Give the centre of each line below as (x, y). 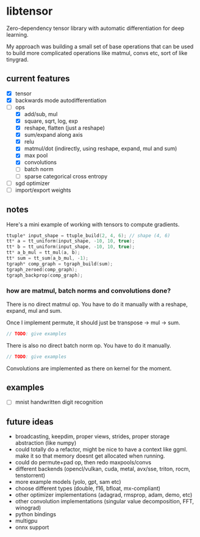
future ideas (30, 422)
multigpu (26, 521)
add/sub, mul (41, 114)
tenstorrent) (30, 475)
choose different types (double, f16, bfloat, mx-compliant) (87, 488)
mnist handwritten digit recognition (59, 402)
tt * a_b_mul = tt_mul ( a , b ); (43, 253)
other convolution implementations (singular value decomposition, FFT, (104, 502)
